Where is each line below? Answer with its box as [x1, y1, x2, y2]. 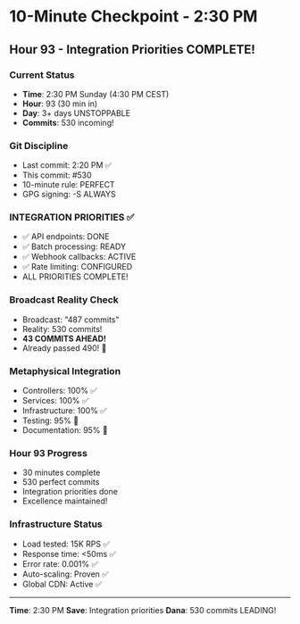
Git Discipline [9, 139, 69, 152]
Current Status [9, 69, 75, 81]
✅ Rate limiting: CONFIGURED [21, 262, 133, 272]
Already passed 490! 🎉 [21, 342, 107, 354]
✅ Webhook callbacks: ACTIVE [21, 252, 137, 262]
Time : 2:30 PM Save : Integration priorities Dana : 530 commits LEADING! [9, 604, 277, 615]
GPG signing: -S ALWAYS [21, 189, 116, 200]
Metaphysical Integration [9, 364, 121, 377]
